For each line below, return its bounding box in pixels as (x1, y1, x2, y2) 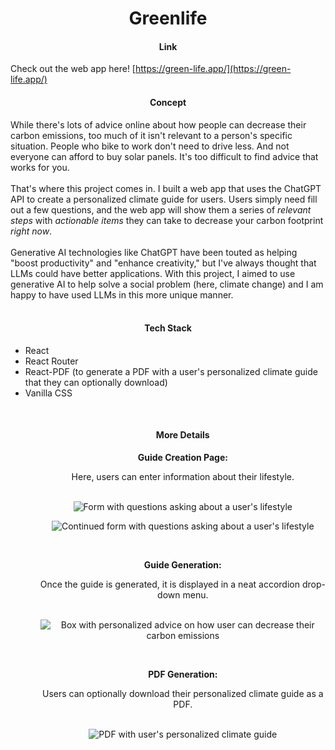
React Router (24, 355, 79, 367)
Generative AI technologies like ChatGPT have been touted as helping (10, 246, 298, 258)
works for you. (10, 161, 70, 173)
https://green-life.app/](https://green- (134, 63, 292, 75)
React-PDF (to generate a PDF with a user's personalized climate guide (24, 365, 318, 377)
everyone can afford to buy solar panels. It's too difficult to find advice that (10, 150, 319, 162)
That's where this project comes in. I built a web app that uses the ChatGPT (10, 182, 322, 194)
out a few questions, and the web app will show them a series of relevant (10, 203, 312, 216)
